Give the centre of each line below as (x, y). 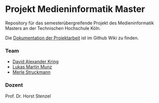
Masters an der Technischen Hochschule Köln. (53, 28)
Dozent (14, 85)
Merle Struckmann (31, 72)
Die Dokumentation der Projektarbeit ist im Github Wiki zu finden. (72, 38)
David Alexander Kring (35, 62)
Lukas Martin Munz (32, 67)
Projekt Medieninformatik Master (75, 9)
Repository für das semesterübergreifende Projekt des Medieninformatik (80, 23)
